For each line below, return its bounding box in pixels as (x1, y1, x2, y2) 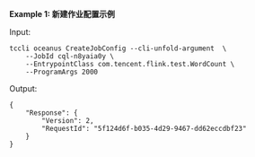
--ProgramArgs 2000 (25, 67, 99, 76)
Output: (9, 83, 38, 93)
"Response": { (25, 109, 78, 118)
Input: (9, 27, 31, 37)
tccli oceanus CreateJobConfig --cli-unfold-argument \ (9, 44, 227, 53)
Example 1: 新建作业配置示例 (9, 9, 115, 19)
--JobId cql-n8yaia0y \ (25, 52, 115, 61)
